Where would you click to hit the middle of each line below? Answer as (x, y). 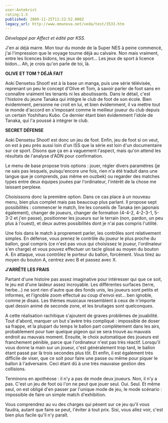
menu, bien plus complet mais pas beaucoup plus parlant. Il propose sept (81, 202)
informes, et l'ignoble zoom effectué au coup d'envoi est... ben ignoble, (79, 295)
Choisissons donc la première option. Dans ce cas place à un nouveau (78, 197)
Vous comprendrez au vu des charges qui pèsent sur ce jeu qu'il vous (77, 404)
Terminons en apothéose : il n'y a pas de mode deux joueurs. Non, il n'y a (81, 379)
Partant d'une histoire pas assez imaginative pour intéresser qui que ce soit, (83, 279)
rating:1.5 (17, 15)
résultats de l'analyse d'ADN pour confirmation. (54, 156)
